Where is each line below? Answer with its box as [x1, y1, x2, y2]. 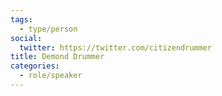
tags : [10, 14, 33, 25]
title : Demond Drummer [10, 52, 105, 62]
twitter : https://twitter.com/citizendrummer [19, 42, 213, 53]
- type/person [19, 24, 78, 34]
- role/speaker [19, 71, 83, 81]
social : [10, 33, 43, 43]
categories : [10, 61, 60, 71]
